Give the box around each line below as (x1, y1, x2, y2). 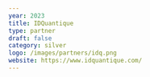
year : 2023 (8, 11, 45, 20)
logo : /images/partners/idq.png (8, 49, 117, 57)
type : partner (8, 26, 56, 34)
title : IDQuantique (8, 19, 74, 27)
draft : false (8, 34, 52, 43)
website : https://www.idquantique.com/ (8, 57, 143, 65)
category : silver (8, 42, 67, 50)
